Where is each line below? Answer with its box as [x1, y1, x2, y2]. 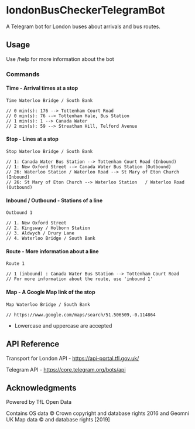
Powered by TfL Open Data [6, 399, 72, 406]
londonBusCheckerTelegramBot [6, 4, 165, 17]
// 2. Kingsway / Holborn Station [6, 225, 91, 231]
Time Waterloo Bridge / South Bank [6, 97, 93, 103]
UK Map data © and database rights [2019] [6, 416, 110, 423]
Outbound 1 [6, 210, 33, 216]
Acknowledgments [6, 383, 77, 393]
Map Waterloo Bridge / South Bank [6, 301, 91, 308]
